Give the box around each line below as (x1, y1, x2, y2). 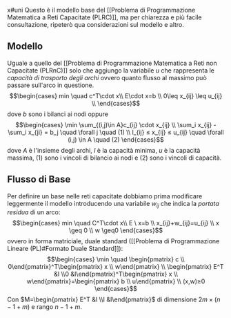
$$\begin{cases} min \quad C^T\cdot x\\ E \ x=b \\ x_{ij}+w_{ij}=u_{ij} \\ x (12, 219, 219, 227)
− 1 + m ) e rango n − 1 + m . (7, 303, 83, 311)
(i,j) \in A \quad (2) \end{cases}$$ (68, 135, 164, 144)
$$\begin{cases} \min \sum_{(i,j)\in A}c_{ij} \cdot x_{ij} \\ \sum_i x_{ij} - (14, 120, 217, 129)
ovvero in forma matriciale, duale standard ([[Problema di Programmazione (7, 237, 220, 245)
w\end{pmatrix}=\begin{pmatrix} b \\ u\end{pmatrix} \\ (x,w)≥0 (26, 277, 205, 286)
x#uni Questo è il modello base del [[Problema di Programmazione (7, 6, 196, 14)
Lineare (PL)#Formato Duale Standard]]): (7, 245, 123, 253)
